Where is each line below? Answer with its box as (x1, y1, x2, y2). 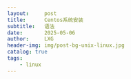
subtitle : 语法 (7, 23, 55, 30)
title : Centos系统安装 (7, 16, 84, 23)
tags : (7, 55, 23, 62)
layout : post (7, 10, 57, 17)
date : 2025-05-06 (7, 29, 76, 36)
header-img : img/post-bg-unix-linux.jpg (7, 42, 125, 49)
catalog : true (7, 49, 48, 56)
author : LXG (7, 36, 54, 43)
